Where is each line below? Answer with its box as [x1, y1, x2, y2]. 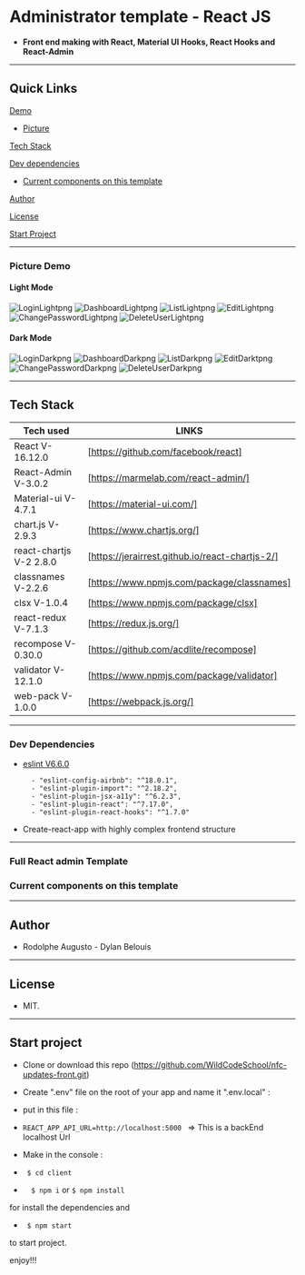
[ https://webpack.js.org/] [87, 695, 194, 708]
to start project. [9, 1237, 67, 1248]
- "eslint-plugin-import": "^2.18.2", [31, 784, 178, 793]
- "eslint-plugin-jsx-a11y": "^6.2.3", [31, 792, 182, 802]
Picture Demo [9, 259, 71, 272]
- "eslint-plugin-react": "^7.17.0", [31, 800, 174, 810]
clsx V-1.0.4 [14, 596, 68, 609]
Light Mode [9, 282, 54, 293]
